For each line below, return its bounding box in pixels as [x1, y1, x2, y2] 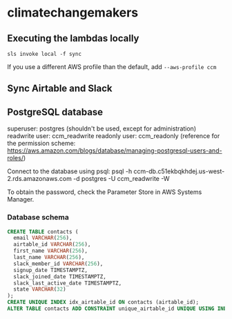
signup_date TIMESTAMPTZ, [13, 267, 88, 273]
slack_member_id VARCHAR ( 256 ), [13, 260, 104, 267]
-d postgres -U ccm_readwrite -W [73, 175, 170, 183]
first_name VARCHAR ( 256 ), [13, 247, 88, 255]
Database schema [7, 213, 69, 222]
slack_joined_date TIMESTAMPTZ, [13, 273, 107, 280]
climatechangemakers [7, 5, 139, 21]
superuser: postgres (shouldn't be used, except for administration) [7, 124, 197, 133]
